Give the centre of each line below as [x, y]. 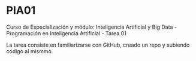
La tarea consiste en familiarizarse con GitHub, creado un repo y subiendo [98, 45]
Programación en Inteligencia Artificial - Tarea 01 [67, 33]
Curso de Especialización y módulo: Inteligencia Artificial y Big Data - [92, 27]
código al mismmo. [30, 51]
